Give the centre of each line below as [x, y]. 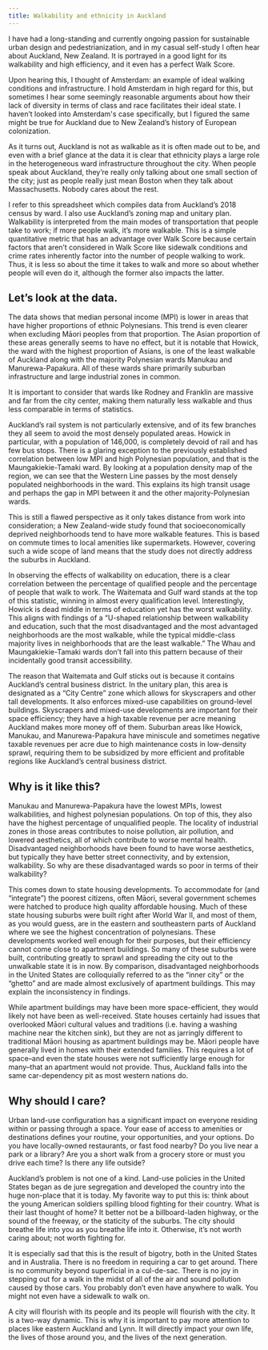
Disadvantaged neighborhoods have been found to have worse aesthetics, [131, 849]
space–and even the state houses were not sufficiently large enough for [127, 1059]
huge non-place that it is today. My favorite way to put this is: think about [129, 1195]
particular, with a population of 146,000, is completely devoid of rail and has [133, 442]
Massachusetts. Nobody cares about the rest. [84, 189]
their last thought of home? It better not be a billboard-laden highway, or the [134, 1213]
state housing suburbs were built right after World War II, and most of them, [133, 915]
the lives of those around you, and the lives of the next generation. [118, 1337]
